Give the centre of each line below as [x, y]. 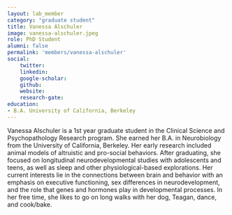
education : [23, 104]
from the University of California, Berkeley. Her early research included [109, 145]
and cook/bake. [30, 204]
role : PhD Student [34, 40]
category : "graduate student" [51, 20]
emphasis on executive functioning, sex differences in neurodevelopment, [114, 182]
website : [32, 91]
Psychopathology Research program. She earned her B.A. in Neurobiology [114, 138]
